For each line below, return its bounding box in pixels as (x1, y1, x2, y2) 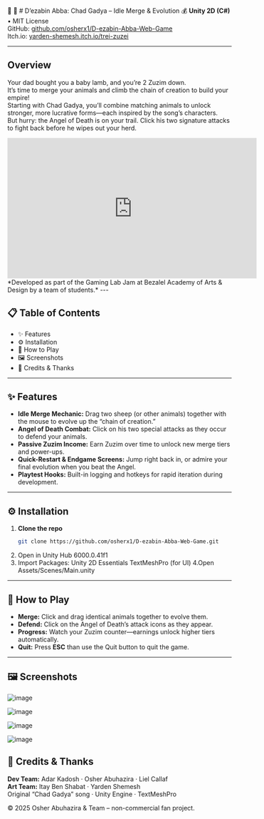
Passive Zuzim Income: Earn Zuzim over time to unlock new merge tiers (17, 440, 231, 449)
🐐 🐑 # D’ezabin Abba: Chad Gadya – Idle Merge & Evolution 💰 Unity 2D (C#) (7, 6, 231, 15)
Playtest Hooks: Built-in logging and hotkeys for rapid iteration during (17, 470, 223, 479)
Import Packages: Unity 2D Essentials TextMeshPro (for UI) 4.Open (17, 559, 215, 567)
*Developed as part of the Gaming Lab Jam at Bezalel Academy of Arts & (7, 278, 223, 286)
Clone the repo (17, 524, 63, 533)
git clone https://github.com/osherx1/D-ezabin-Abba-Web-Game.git (17, 538, 219, 545)
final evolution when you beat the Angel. (17, 463, 137, 472)
